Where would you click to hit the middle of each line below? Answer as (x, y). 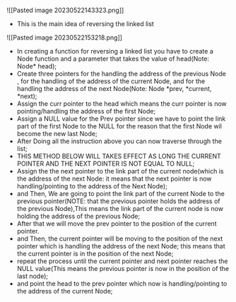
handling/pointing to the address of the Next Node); (92, 186)
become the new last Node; (57, 134)
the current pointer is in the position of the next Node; (95, 254)
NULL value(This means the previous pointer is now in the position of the (123, 268)
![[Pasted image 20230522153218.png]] (65, 37)
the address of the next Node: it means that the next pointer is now (114, 179)
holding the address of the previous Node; (78, 216)
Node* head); (37, 66)
